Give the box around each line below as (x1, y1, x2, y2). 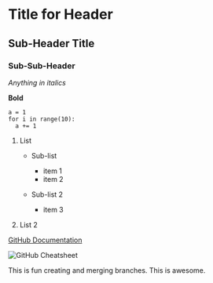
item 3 (42, 205, 64, 214)
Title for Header (8, 5, 114, 24)
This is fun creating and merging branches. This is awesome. (8, 265, 206, 275)
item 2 (42, 174, 64, 183)
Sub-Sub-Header (8, 60, 76, 71)
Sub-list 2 (31, 190, 64, 199)
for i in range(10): (8, 115, 76, 123)
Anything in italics (8, 78, 67, 87)
